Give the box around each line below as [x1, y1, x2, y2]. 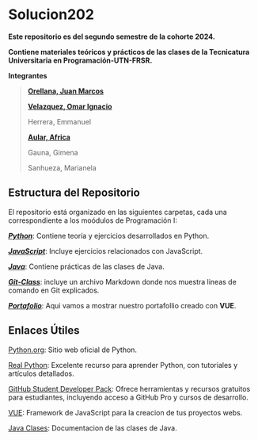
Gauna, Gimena [27, 147, 78, 157]
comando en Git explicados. [8, 285, 100, 295]
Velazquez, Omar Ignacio [27, 101, 112, 111]
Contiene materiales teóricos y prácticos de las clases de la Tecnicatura [8, 47, 250, 56]
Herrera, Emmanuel [27, 117, 92, 126]
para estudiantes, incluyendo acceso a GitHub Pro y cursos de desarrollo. [8, 392, 249, 402]
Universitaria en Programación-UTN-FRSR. [8, 55, 153, 65]
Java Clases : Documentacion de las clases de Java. [8, 423, 178, 433]
